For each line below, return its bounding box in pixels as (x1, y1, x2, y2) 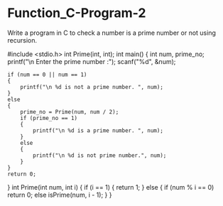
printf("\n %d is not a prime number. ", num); (20, 83, 163, 90)
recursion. (7, 36, 38, 44)
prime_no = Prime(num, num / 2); (20, 108, 119, 115)
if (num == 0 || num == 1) (7, 71, 87, 78)
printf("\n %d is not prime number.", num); (33, 151, 167, 159)
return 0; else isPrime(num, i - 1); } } (7, 190, 112, 199)
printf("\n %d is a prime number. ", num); (33, 126, 163, 134)
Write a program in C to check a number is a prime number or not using (7, 28, 217, 37)
